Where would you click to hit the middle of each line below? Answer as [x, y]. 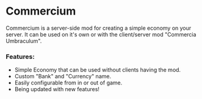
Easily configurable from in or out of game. [68, 83]
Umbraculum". [24, 41]
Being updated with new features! [57, 89]
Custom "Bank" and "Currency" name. [63, 77]
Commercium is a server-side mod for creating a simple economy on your [99, 28]
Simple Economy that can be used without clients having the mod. [98, 70]
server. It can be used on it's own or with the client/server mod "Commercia [101, 34]
